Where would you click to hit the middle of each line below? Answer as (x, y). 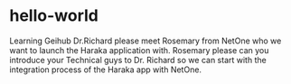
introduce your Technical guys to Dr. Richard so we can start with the (138, 60)
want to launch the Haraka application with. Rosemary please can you (139, 50)
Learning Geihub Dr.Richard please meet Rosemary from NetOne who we (145, 41)
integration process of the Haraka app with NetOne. (105, 70)
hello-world (54, 16)
